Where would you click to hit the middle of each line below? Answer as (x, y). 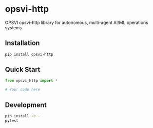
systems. (14, 27)
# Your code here (23, 90)
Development (26, 105)
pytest (12, 121)
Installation (22, 43)
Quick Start (23, 70)
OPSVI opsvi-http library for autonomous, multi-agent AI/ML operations (77, 22)
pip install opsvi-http (29, 54)
